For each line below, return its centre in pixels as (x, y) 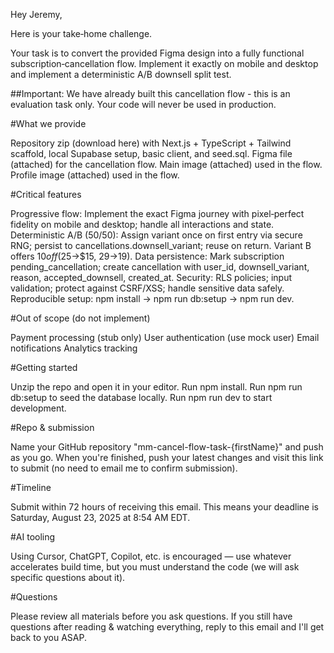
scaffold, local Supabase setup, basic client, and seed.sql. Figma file (151, 153)
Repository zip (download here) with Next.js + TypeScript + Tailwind (151, 143)
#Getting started (44, 367)
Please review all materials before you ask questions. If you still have (151, 616)
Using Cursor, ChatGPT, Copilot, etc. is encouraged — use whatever (151, 556)
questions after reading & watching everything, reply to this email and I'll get (167, 627)
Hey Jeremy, (36, 14)
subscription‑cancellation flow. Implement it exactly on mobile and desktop (164, 63)
